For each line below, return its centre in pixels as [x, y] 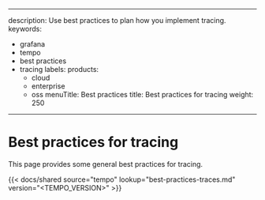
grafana [32, 44]
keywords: [25, 29]
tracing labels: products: [59, 69]
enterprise [48, 86]
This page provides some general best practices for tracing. [106, 164]
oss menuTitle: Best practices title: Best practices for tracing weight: [142, 94]
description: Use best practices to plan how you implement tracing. [117, 20]
